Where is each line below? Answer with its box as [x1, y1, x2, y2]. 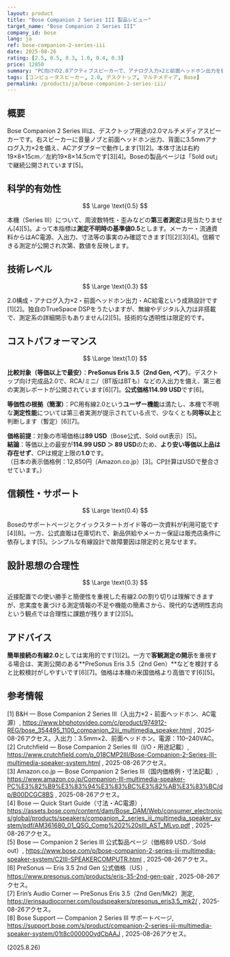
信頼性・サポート [7, 487, 79, 499]
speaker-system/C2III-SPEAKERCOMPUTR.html [7, 855, 142, 863]
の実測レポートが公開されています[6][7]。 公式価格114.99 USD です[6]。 [7, 385, 208, 393]
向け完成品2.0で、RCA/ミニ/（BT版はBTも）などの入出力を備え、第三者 [18, 376, 222, 385]
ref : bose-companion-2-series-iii [7, 42, 106, 49]
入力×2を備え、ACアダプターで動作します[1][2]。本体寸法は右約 [18, 144, 200, 152]
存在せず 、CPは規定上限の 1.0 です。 [7, 448, 107, 457]
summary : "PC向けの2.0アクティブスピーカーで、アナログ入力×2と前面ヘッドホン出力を [7, 67, 221, 74]
